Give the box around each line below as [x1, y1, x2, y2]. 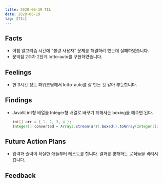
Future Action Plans [5, 137, 66, 146]
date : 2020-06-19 [5, 12, 41, 17]
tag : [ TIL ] [5, 16, 27, 21]
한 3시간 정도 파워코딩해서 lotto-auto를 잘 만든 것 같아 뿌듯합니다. [12, 82, 138, 88]
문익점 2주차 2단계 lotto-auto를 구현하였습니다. [12, 54, 102, 60]
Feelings [5, 68, 32, 76]
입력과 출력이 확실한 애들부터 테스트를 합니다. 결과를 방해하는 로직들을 [12, 151, 145, 157]
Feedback [5, 171, 36, 180]
